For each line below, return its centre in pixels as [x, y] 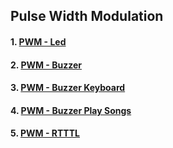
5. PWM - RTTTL [45, 133]
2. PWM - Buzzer [46, 65]
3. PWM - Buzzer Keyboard [68, 88]
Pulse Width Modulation [87, 16]
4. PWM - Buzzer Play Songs [71, 110]
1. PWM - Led [38, 41]
